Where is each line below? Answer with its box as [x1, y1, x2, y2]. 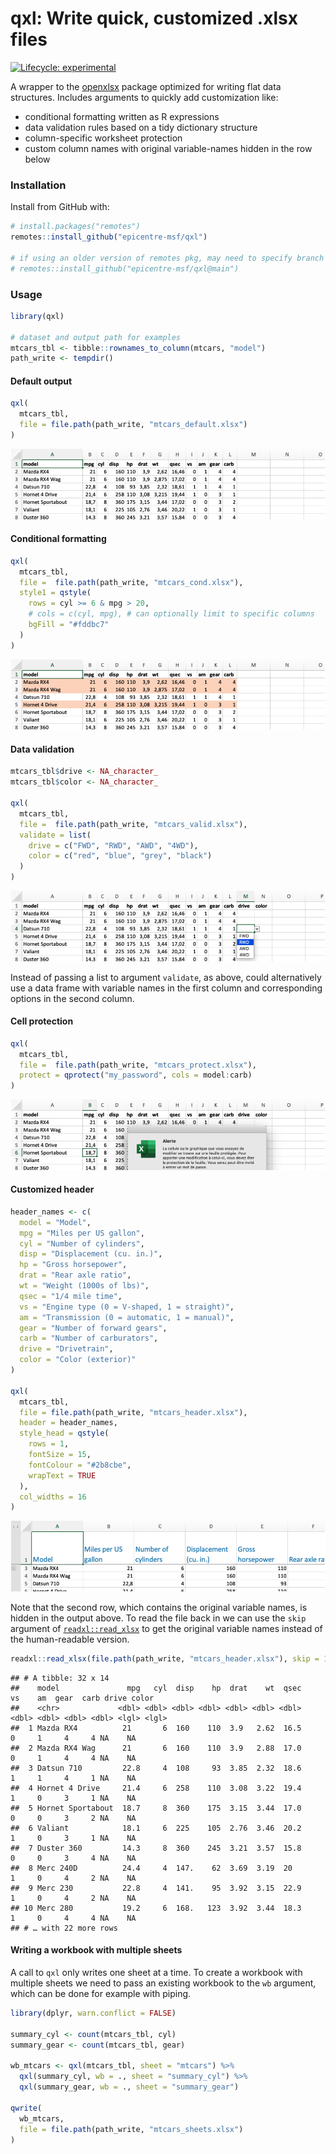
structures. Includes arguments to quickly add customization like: [10, 91, 279, 103]
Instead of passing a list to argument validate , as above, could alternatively [10, 971, 322, 983]
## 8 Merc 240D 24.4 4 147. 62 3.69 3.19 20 [10, 1863, 293, 1873]
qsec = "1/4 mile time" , [19, 1291, 123, 1301]
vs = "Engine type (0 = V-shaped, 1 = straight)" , [19, 1302, 235, 1312]
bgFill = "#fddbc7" [28, 620, 110, 630]
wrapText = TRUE [28, 1470, 97, 1481]
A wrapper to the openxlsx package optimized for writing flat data [10, 80, 282, 92]
